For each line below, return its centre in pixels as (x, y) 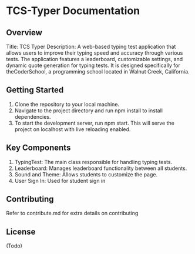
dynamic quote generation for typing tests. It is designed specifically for (93, 65)
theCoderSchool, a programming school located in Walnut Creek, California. (98, 71)
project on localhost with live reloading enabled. (73, 129)
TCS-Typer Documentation (73, 11)
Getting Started (35, 90)
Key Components (38, 148)
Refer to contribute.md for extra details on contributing (72, 213)
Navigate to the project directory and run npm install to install (89, 111)
